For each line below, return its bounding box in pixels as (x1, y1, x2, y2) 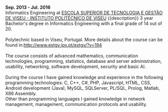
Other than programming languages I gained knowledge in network (5, 96, 146, 102)
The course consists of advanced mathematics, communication (5, 53, 139, 59)
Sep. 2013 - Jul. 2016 (5, 5, 51, 10)
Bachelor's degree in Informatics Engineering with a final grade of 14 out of (5, 20, 162, 26)
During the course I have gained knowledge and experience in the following (5, 74, 163, 80)
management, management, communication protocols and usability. (5, 101, 147, 107)
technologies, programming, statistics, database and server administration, (5, 58, 162, 64)
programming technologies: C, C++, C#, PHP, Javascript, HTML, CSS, (5, 80, 151, 86)
